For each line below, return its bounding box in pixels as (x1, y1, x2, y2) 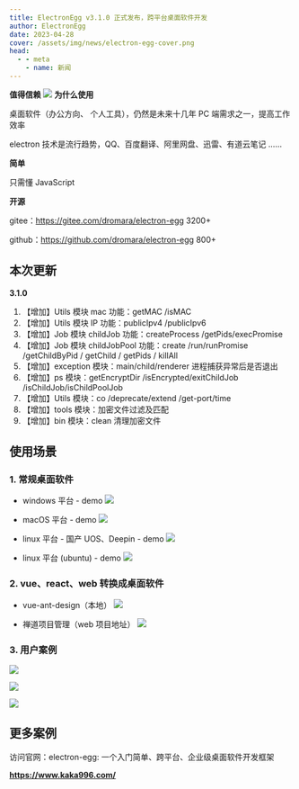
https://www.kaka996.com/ (9, 769, 117, 780)
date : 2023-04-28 (9, 30, 75, 39)
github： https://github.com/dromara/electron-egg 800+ (9, 234, 217, 245)
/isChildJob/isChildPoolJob (22, 381, 124, 392)
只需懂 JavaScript (9, 176, 75, 187)
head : (9, 47, 30, 56)
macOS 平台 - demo (22, 515, 97, 525)
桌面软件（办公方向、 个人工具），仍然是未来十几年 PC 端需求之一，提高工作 (9, 108, 290, 119)
